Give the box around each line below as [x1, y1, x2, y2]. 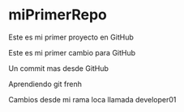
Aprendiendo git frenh [8, 79, 83, 89]
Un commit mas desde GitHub [8, 63, 109, 73]
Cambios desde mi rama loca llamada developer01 [8, 94, 177, 104]
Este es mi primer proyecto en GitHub [8, 32, 134, 42]
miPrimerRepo [8, 6, 108, 24]
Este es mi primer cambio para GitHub [8, 48, 136, 57]
